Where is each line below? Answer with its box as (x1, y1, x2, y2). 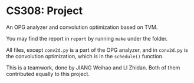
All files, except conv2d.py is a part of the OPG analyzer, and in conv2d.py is (6, 46, 189, 54)
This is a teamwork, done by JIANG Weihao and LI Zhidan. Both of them (6, 64, 180, 71)
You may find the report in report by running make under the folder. (6, 35, 168, 42)
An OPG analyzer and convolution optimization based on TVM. (6, 24, 158, 31)
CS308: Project (6, 4, 83, 18)
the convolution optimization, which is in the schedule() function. (6, 52, 164, 59)
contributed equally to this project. (6, 70, 90, 77)
